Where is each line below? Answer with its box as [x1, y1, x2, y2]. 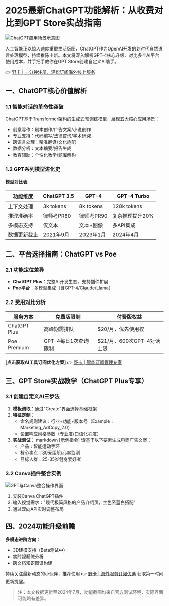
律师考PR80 [43, 212, 71, 219]
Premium [8, 344, 29, 351]
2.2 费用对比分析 [5, 299, 46, 306]
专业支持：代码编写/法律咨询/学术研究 [12, 132, 91, 139]
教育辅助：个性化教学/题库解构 [12, 151, 76, 158]
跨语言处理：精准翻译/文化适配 [12, 139, 76, 145]
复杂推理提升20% [112, 212, 154, 219]
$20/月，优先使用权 [97, 325, 144, 332]
